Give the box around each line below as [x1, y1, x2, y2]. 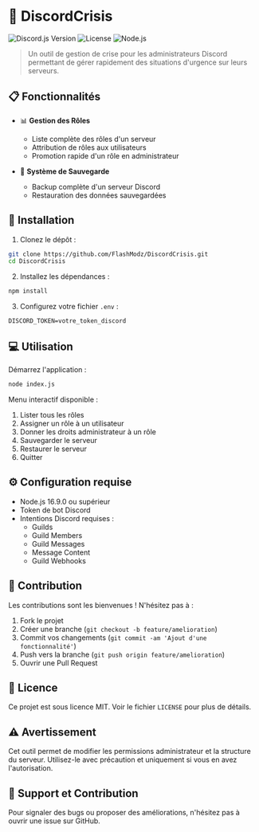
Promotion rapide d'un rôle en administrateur [31, 151, 179, 160]
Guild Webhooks [31, 555, 86, 565]
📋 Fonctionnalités [8, 90, 101, 104]
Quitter [19, 452, 43, 461]
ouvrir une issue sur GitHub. [8, 816, 101, 826]
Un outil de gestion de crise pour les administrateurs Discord [27, 49, 228, 58]
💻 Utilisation [8, 339, 73, 353]
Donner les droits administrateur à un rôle [19, 426, 157, 437]
